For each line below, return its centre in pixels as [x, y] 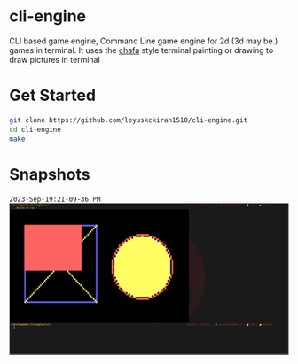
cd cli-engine [35, 129]
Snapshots [50, 174]
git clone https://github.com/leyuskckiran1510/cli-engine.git [129, 120]
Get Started [52, 96]
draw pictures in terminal [55, 59]
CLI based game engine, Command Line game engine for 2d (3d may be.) [144, 41]
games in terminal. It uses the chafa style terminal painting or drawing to [141, 50]
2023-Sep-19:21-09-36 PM [55, 200]
